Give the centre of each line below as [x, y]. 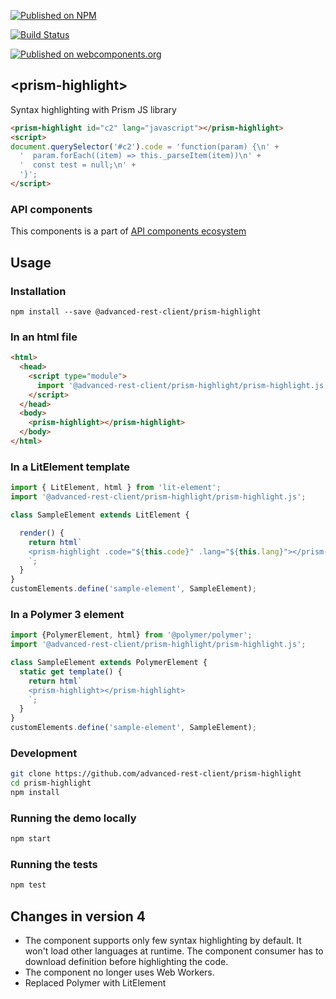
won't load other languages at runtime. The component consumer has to [174, 951]
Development [44, 753]
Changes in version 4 [78, 916]
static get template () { [71, 671]
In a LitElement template [70, 467]
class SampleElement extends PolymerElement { [109, 663]
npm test [28, 885]
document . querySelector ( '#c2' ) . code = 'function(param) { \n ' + [145, 146]
